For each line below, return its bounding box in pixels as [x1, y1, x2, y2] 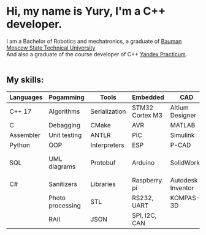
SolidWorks [170, 158, 204, 166]
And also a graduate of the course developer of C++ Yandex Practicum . [6, 50, 188, 58]
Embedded [131, 93, 164, 102]
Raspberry [131, 176, 162, 184]
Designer [170, 111, 197, 119]
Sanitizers [48, 179, 78, 188]
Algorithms [48, 107, 80, 116]
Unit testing [48, 130, 82, 139]
